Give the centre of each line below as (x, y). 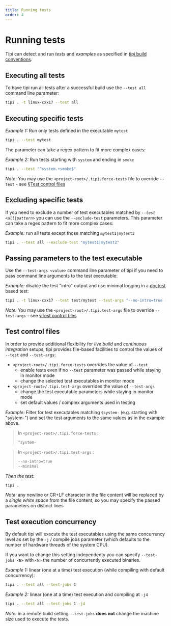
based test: (17, 291)
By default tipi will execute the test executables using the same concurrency (85, 534)
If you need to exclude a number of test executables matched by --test (80, 212)
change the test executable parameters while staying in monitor (87, 391)
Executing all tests (35, 75)
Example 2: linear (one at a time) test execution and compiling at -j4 (77, 594)
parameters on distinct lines (34, 506)
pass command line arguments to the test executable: (62, 276)
